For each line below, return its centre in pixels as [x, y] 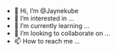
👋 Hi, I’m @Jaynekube [46, 11]
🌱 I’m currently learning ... [52, 26]
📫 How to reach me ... [47, 41]
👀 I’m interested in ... [44, 18]
